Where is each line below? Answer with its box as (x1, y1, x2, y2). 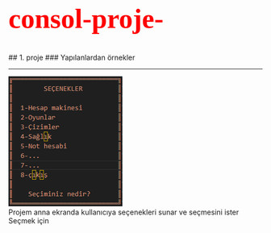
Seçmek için (8, 215, 50, 225)
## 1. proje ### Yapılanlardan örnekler (8, 52, 135, 62)
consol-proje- (8, 3, 164, 35)
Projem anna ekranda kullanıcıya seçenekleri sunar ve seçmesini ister (8, 207, 240, 217)
